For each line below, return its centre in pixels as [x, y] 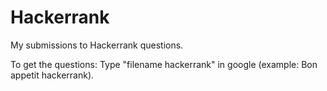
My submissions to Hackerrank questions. [97, 45]
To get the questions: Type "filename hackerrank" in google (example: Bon [164, 64]
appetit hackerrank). [52, 75]
